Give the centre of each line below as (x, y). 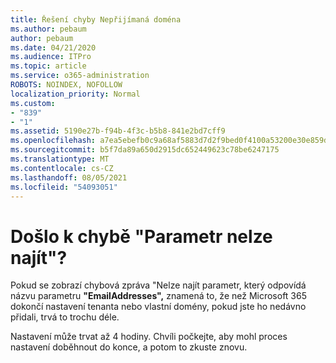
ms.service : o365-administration (80, 76)
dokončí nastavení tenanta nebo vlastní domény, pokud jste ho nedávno (158, 307)
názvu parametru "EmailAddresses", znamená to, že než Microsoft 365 (159, 296)
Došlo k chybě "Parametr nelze (141, 236)
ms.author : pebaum (48, 29)
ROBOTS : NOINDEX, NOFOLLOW (66, 85)
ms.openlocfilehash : (53, 141)
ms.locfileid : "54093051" (64, 187)
